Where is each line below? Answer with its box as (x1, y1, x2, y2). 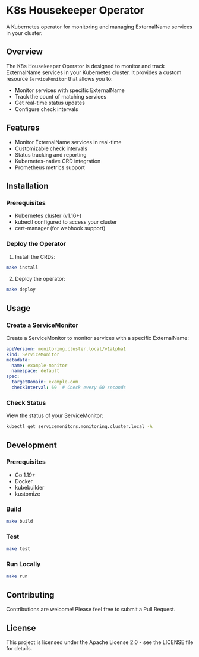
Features (6, 123, 40, 133)
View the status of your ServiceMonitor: (6, 412, 104, 419)
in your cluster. (6, 29, 43, 36)
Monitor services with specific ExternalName (14, 87, 125, 94)
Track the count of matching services (14, 93, 107, 100)
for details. (6, 645, 33, 652)
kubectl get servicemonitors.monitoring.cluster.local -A (6, 424, 153, 430)
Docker (14, 477, 33, 484)
